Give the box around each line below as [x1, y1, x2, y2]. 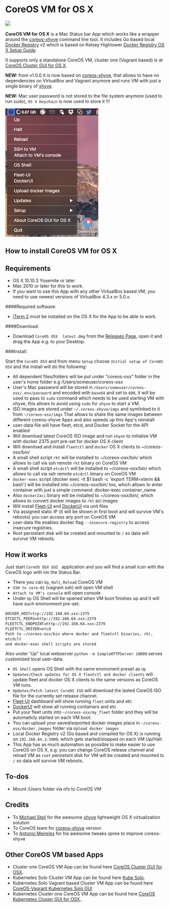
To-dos [5, 772, 29, 781]
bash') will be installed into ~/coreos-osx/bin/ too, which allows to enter [12, 481, 163, 488]
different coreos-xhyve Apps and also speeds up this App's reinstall [12, 417, 155, 423]
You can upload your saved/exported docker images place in [12, 719, 141, 725]
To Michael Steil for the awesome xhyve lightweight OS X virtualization [12, 814, 161, 820]
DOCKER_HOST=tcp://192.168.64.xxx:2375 [5, 611, 90, 616]
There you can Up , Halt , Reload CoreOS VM [12, 579, 103, 585]
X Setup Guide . [5, 47, 37, 53]
